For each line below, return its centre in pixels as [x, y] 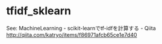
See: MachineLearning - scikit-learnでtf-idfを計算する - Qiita [81, 28]
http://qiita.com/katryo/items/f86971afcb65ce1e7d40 [72, 34]
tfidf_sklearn [39, 11]
